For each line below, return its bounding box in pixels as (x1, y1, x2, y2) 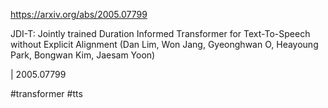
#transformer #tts (10, 88, 83, 99)
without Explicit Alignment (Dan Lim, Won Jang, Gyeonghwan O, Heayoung (10, 39, 319, 50)
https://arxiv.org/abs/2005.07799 (10, 9, 148, 20)
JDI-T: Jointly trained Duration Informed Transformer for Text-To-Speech (10, 28, 311, 39)
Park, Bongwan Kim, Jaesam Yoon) (10, 49, 156, 61)
